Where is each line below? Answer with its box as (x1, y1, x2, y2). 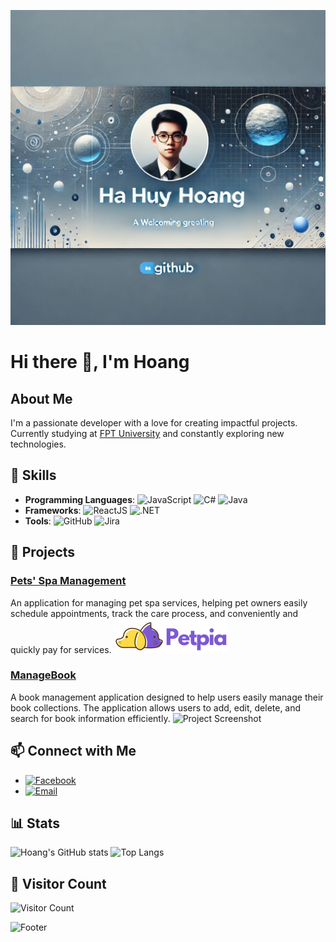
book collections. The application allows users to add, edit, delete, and (10, 701, 302, 714)
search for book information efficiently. (10, 712, 171, 724)
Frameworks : (24, 504, 82, 516)
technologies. (10, 438, 67, 450)
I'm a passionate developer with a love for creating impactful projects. (10, 417, 298, 429)
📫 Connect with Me (10, 743, 137, 760)
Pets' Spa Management (10, 574, 127, 588)
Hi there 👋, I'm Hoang (10, 351, 190, 374)
